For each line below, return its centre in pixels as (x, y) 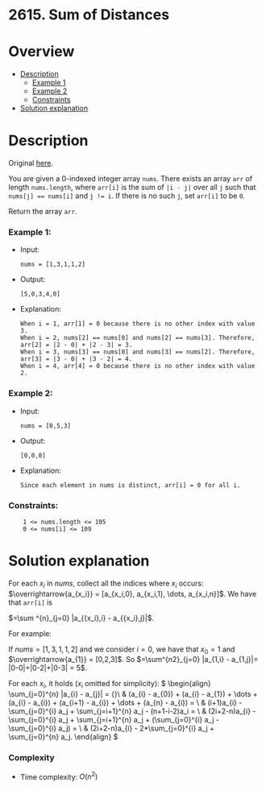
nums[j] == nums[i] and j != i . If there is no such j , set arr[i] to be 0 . (127, 196)
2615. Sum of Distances (89, 15)
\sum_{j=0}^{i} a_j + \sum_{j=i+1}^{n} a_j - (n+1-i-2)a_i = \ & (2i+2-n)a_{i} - (132, 711)
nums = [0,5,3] (46, 426)
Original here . (31, 163)
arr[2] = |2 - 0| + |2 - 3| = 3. (76, 345)
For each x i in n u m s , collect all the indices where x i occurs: (106, 584)
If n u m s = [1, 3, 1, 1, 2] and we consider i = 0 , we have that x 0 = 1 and (122, 650)
